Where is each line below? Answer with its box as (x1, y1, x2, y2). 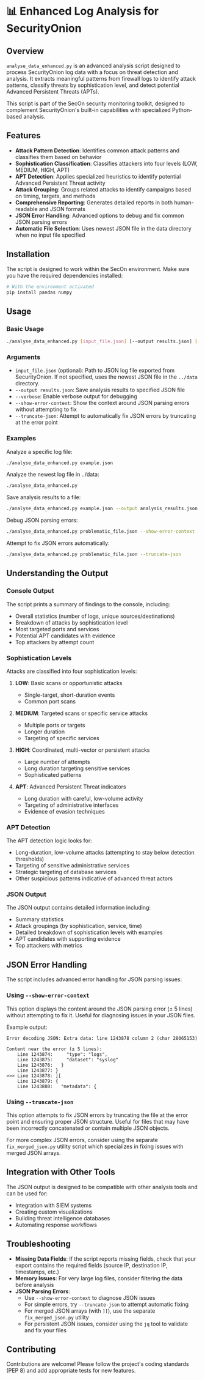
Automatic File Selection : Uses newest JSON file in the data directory (15, 224, 192, 232)
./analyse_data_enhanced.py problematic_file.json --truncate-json (6, 551, 182, 558)
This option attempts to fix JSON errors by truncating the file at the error (6, 1111, 188, 1119)
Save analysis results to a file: (6, 494, 81, 501)
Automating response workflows (15, 1221, 98, 1228)
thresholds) (15, 855, 45, 862)
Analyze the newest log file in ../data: (6, 471, 99, 478)
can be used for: (6, 1190, 48, 1197)
